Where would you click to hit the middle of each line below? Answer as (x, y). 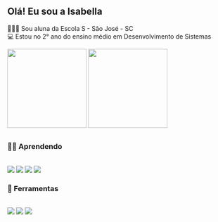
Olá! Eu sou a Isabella (55, 12)
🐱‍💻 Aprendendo (35, 147)
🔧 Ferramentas (33, 188)
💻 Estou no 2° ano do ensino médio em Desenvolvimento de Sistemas (109, 36)
